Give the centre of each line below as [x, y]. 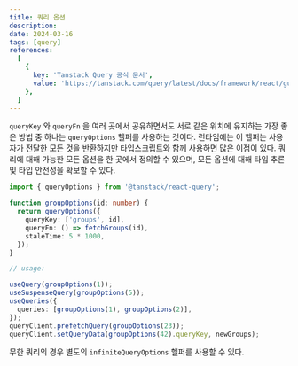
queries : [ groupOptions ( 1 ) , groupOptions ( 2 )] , [105, 309]
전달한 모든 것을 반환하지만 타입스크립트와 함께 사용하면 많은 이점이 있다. [151, 148]
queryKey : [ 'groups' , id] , [75, 220]
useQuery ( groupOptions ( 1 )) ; [61, 284]
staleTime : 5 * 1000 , [65, 236]
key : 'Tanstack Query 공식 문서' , [93, 75]
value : [45, 83]
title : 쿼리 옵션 [38, 17]
